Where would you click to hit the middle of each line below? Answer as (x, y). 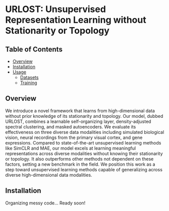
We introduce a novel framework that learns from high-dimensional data (80, 111)
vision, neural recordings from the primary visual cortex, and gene (74, 137)
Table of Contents (34, 49)
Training (29, 83)
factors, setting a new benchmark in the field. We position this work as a (80, 164)
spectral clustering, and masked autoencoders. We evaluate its (71, 126)
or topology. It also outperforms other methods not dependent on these (79, 159)
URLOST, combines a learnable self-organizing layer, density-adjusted (78, 121)
